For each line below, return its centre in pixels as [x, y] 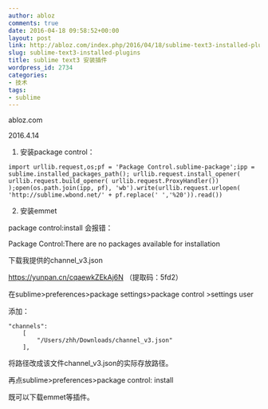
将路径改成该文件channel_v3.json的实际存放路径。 [91, 363]
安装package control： [57, 152]
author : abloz [32, 16]
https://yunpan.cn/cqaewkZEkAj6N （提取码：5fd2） [95, 277]
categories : [28, 75]
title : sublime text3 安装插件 [58, 61]
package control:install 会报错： [61, 228]
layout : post [30, 38]
